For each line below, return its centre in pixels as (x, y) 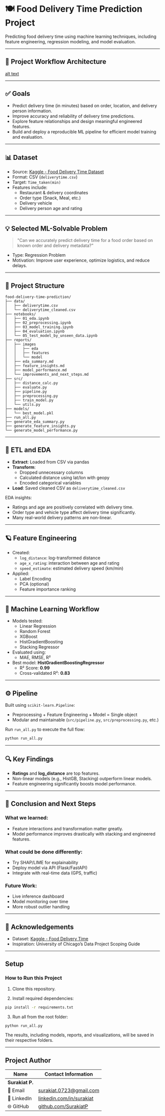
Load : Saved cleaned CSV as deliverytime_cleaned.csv (69, 488)
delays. (19, 266)
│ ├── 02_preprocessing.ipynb (38, 323)
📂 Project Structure (35, 286)
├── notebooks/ (21, 314)
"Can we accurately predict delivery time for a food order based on (85, 241)
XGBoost (28, 636)
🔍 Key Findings (29, 759)
